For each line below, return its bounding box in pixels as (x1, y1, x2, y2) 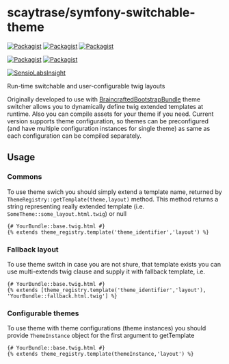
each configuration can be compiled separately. (7, 132, 142, 140)
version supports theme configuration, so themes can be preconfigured (7, 117, 209, 125)
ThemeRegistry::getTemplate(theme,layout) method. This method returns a (7, 195, 219, 203)
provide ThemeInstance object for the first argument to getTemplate (7, 331, 195, 340)
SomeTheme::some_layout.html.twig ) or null (7, 209, 127, 217)
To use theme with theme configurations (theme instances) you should (7, 324, 206, 332)
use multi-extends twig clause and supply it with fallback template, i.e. (7, 267, 205, 276)
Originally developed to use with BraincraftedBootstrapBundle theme (7, 95, 200, 104)
